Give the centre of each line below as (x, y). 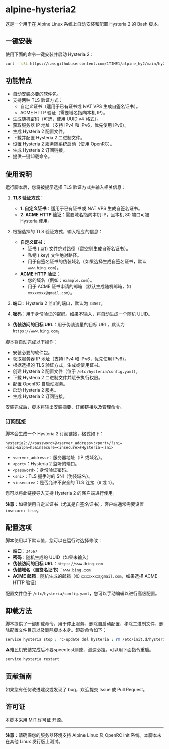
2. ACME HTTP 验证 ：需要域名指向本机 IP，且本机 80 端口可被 (85, 215)
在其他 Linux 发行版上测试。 (34, 741)
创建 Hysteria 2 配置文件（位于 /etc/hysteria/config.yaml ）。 (76, 371)
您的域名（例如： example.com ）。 (61, 280)
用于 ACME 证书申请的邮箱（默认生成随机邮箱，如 (79, 286)
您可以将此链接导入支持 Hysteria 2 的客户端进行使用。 (61, 493)
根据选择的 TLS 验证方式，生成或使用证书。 (58, 365)
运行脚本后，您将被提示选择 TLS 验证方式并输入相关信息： (66, 187)
